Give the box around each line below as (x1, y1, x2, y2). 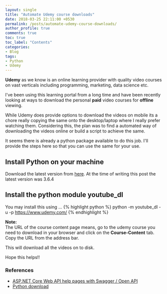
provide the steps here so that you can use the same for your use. (5, 143, 141, 149)
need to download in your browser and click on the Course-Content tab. (5, 229, 155, 235)
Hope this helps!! (5, 254, 40, 260)
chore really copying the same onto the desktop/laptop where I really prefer (5, 117, 161, 123)
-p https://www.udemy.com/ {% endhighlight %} (9, 209, 109, 215)
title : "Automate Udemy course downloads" (5, 12, 95, 17)
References (5, 266, 34, 273)
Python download (12, 283, 49, 289)
